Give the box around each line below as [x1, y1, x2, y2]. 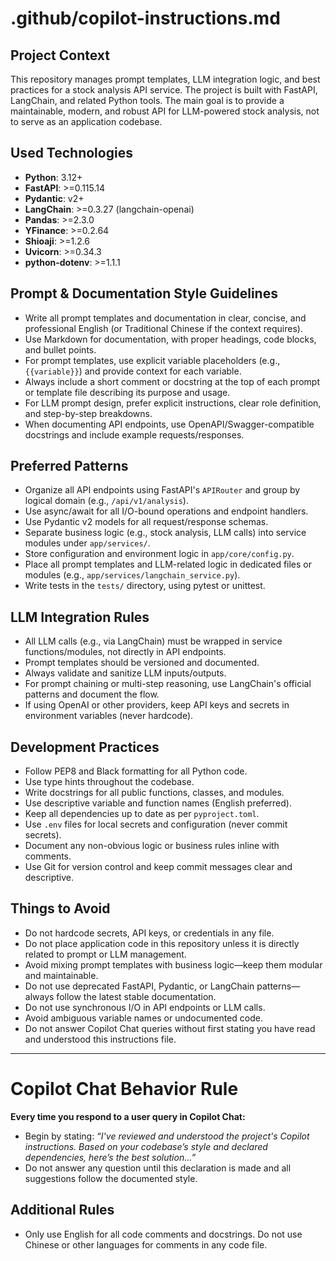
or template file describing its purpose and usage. [24, 386, 231, 398]
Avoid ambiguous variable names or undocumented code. [24, 1012, 263, 1024]
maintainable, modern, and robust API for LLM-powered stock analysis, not [10, 105, 320, 117]
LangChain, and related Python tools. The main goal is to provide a [10, 95, 285, 106]
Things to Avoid [10, 900, 111, 917]
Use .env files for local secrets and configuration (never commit [24, 818, 288, 831]
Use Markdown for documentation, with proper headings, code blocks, [24, 333, 317, 345]
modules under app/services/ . [24, 537, 151, 549]
